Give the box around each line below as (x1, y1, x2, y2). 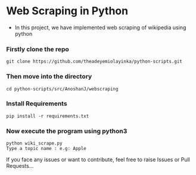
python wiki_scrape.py (6, 140, 63, 146)
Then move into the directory (6, 73, 92, 81)
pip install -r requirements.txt (6, 113, 89, 119)
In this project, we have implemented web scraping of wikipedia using (14, 24, 186, 31)
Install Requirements (6, 99, 67, 108)
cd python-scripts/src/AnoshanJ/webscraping (6, 86, 119, 92)
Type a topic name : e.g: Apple (6, 146, 86, 152)
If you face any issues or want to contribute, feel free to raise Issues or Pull (6, 156, 191, 163)
